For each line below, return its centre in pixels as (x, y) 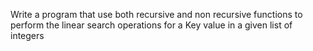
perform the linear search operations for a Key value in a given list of (151, 25)
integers (27, 35)
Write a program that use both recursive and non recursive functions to (156, 14)
